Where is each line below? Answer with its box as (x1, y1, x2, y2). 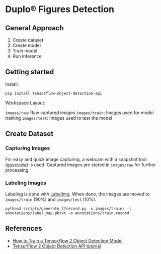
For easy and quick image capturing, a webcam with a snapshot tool (5, 156, 147, 162)
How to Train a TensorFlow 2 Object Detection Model (12, 237, 123, 243)
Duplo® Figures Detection (5, 4, 115, 15)
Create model (12, 42, 41, 48)
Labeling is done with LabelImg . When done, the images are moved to (5, 191, 150, 197)
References (5, 224, 42, 233)
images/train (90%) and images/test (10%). (5, 196, 97, 202)
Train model (12, 48, 38, 54)
